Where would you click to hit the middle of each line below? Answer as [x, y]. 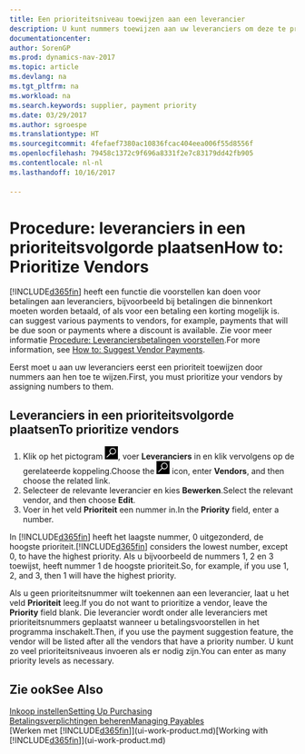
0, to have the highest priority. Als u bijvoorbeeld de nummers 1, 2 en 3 [142, 556]
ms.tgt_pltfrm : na [44, 86]
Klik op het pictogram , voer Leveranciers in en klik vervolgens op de [158, 456]
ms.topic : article [44, 67]
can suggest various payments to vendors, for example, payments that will [149, 321]
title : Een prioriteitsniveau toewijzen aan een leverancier [128, 19]
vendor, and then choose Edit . [79, 501]
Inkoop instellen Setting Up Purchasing [81, 711]
